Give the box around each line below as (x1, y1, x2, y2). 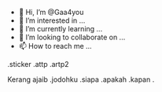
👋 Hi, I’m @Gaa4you (18, 8, 84, 17)
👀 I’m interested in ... (18, 16, 86, 25)
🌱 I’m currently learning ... (18, 24, 103, 33)
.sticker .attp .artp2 (7, 60, 69, 68)
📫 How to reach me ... (18, 42, 92, 50)
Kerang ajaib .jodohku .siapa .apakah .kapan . (7, 75, 155, 84)
